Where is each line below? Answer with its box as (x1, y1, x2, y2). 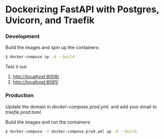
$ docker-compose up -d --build (5, 54, 75, 59)
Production (5, 92, 34, 99)
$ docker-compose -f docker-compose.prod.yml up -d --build (5, 129, 137, 134)
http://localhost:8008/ (12, 73, 60, 80)
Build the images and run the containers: (5, 119, 92, 125)
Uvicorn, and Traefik (5, 14, 95, 26)
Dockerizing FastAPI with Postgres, (5, 4, 159, 15)
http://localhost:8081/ (12, 79, 59, 85)
